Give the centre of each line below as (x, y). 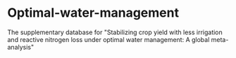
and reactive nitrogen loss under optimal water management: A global (108, 39)
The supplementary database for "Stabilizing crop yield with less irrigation (115, 32)
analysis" (21, 47)
